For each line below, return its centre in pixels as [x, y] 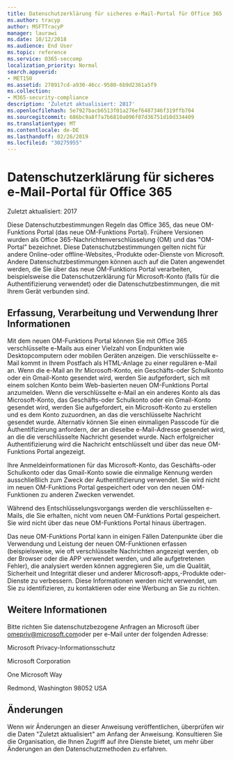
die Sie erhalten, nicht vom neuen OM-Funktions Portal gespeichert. [123, 515]
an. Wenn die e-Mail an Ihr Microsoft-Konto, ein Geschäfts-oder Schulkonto [115, 370]
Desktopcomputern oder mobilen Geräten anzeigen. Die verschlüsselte [109, 355]
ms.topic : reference [37, 53]
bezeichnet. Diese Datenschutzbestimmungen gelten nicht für [118, 247]
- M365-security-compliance [48, 98]
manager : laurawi [32, 33]
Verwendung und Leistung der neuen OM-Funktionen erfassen [97, 544]
